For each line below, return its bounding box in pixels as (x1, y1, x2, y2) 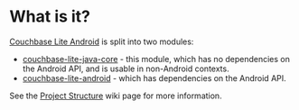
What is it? (9, 6, 91, 27)
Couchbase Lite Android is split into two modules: (9, 36, 194, 47)
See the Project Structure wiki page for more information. (9, 90, 223, 101)
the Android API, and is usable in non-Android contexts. (22, 63, 229, 74)
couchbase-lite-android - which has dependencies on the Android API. (22, 72, 286, 83)
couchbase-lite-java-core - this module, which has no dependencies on (22, 53, 291, 64)
